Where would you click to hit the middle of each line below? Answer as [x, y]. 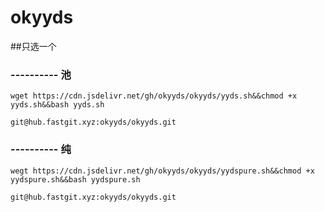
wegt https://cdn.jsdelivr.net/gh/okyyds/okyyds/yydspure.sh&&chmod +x [162, 171]
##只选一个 [33, 46]
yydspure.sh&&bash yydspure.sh [75, 179]
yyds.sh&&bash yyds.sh [57, 105]
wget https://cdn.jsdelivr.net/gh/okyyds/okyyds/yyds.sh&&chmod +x [154, 96]
